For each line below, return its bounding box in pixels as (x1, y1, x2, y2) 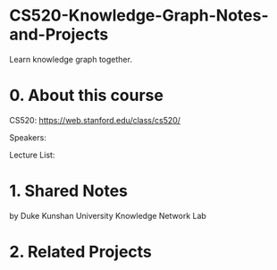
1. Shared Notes (9, 181, 128, 201)
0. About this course (9, 86, 164, 105)
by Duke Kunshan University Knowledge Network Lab (9, 210, 207, 221)
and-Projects (9, 24, 109, 45)
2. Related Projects (9, 242, 152, 262)
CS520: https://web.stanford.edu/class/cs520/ (9, 114, 181, 125)
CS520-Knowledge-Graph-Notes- (9, 5, 270, 26)
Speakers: (9, 131, 46, 143)
